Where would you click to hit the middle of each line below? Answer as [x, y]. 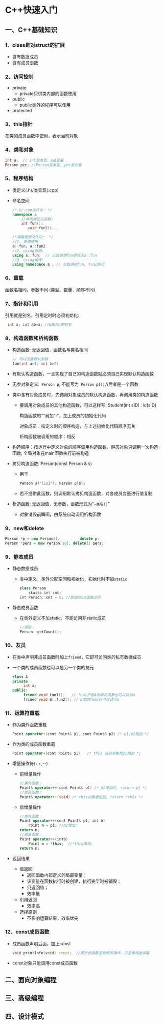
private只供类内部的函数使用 [48, 93]
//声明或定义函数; [37, 219]
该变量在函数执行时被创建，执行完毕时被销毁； [74, 881]
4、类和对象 [19, 150]
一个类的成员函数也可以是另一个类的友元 [53, 667]
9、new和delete [24, 528]
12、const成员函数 [27, 932]
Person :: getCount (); [40, 632]
